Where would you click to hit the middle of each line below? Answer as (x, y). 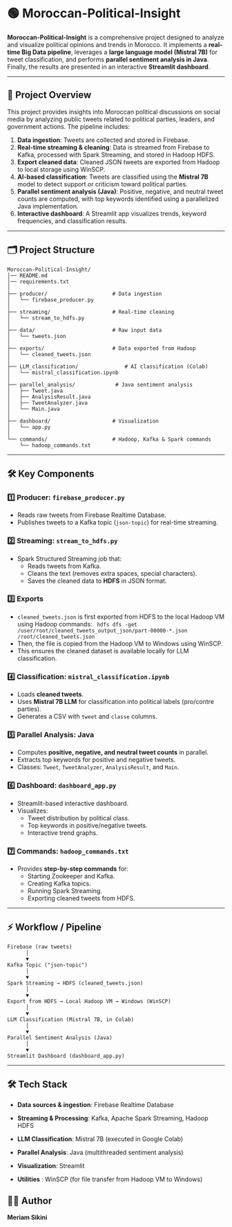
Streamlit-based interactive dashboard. (73, 803)
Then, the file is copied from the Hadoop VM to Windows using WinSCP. (120, 643)
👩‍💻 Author (30, 1201)
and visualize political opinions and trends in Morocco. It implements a (107, 44)
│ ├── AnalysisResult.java (49, 397)
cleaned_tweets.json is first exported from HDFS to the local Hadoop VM (121, 617)
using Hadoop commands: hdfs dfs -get (77, 624)
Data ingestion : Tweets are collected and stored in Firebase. (103, 140)
